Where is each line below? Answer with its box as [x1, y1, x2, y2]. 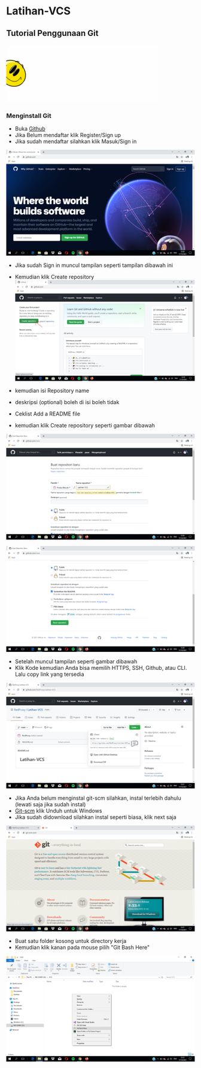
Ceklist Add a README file [14, 410, 81, 417]
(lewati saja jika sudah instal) [14, 800, 86, 808]
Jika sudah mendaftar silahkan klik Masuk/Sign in [14, 138, 137, 145]
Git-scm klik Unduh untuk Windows [14, 807, 102, 814]
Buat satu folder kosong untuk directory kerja [14, 937, 127, 944]
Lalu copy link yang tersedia [14, 670, 85, 678]
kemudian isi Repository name [14, 387, 90, 394]
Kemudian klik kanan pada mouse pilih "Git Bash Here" [14, 943, 150, 951]
